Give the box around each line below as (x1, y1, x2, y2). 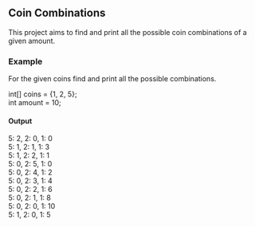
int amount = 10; (8, 98, 61, 108)
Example (8, 56, 43, 67)
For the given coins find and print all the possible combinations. (8, 74, 217, 84)
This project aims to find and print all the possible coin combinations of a (8, 27, 247, 37)
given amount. (8, 36, 56, 45)
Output (8, 115, 33, 126)
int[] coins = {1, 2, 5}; (8, 89, 77, 99)
